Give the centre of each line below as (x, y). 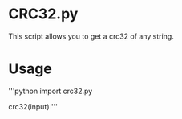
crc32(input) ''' (33, 106)
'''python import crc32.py (51, 91)
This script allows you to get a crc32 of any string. (91, 36)
